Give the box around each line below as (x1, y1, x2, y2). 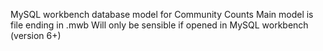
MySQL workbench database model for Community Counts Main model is (10, 9, 314, 20)
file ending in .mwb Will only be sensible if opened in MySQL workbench (10, 19, 309, 31)
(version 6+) (10, 30, 62, 41)
